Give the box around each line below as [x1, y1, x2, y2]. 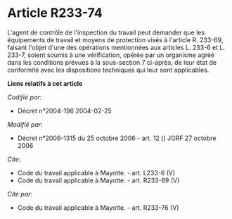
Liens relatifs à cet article [7, 79, 83, 87]
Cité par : [7, 189, 33, 198]
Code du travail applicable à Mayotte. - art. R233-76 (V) [17, 203, 179, 212]
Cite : [7, 155, 21, 163]
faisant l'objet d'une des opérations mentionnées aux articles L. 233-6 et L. [7, 43, 225, 51]
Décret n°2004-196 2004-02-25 [17, 106, 112, 115]
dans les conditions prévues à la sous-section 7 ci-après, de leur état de [7, 58, 217, 66]
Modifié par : [7, 120, 44, 128]
